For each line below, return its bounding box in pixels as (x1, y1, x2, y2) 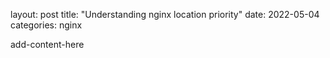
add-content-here (10, 39, 85, 50)
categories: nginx (10, 19, 83, 31)
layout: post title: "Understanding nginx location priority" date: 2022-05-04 (10, 9, 320, 20)
